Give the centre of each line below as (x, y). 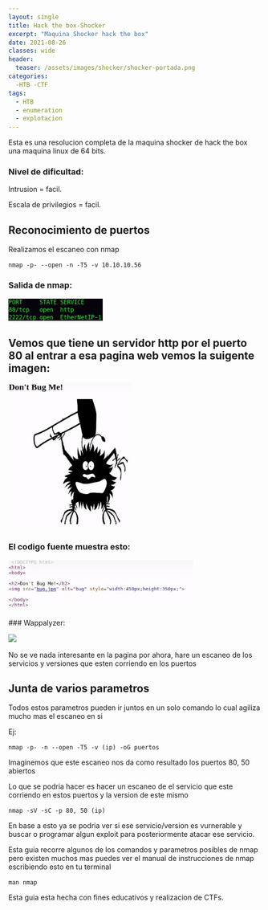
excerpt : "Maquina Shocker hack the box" (79, 34)
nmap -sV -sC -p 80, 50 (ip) (57, 811)
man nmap (23, 883)
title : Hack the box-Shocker (57, 25)
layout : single (34, 17)
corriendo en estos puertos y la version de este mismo (98, 795)
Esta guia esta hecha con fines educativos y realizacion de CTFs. (116, 898)
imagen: (29, 368)
